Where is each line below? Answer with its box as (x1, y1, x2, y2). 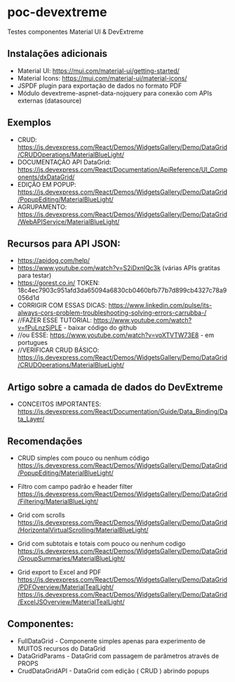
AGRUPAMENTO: (17, 202, 67, 211)
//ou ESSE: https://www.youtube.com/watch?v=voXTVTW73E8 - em (17, 331, 215, 339)
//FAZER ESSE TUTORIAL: (17, 316, 93, 324)
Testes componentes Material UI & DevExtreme (7, 27, 144, 36)
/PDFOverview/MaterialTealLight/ (17, 583, 114, 591)
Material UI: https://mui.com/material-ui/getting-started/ (17, 66, 180, 74)
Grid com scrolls (17, 511, 65, 519)
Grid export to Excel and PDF (17, 568, 102, 576)
